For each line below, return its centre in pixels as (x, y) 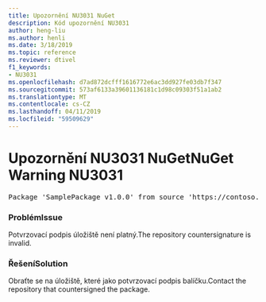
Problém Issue (36, 217)
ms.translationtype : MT (48, 97)
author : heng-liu (37, 30)
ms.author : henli (37, 38)
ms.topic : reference (42, 52)
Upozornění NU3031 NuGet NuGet (121, 159)
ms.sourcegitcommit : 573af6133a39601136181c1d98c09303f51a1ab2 (115, 89)
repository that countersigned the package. (79, 289)
